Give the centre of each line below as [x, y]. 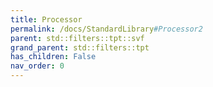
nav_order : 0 [37, 66]
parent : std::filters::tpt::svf [77, 38]
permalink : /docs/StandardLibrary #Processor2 [106, 29]
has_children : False [53, 57]
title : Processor [46, 19]
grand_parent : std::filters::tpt [80, 47]
